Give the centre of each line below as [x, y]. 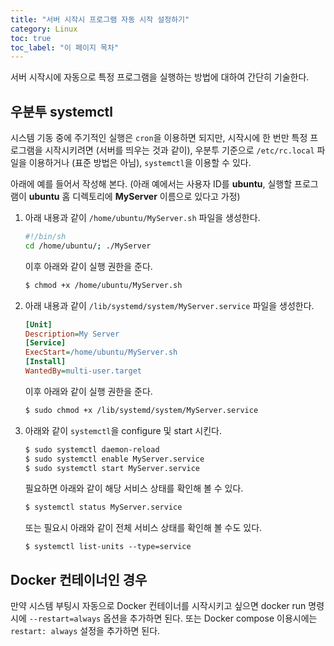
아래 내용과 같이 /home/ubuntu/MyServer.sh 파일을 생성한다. [142, 218]
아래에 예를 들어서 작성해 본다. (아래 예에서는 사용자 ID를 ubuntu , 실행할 [151, 184]
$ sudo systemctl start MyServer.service [112, 468]
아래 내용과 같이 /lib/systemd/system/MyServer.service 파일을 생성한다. [169, 305]
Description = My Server [72, 334]
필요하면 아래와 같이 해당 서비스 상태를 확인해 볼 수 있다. [134, 488]
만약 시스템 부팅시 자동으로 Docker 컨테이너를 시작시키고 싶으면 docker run [158, 606]
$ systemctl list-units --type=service [108, 547]
